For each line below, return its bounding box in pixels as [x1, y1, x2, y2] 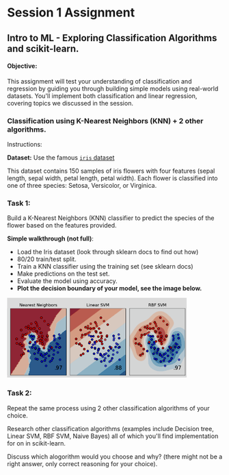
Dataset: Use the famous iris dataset [7, 154, 115, 162]
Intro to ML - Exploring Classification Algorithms [7, 32, 217, 44]
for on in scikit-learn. [7, 439, 66, 447]
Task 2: [7, 389, 32, 398]
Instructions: [7, 141, 42, 149]
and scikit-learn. [7, 42, 79, 54]
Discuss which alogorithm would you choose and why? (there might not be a [7, 452, 223, 461]
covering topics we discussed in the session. [7, 99, 133, 107]
